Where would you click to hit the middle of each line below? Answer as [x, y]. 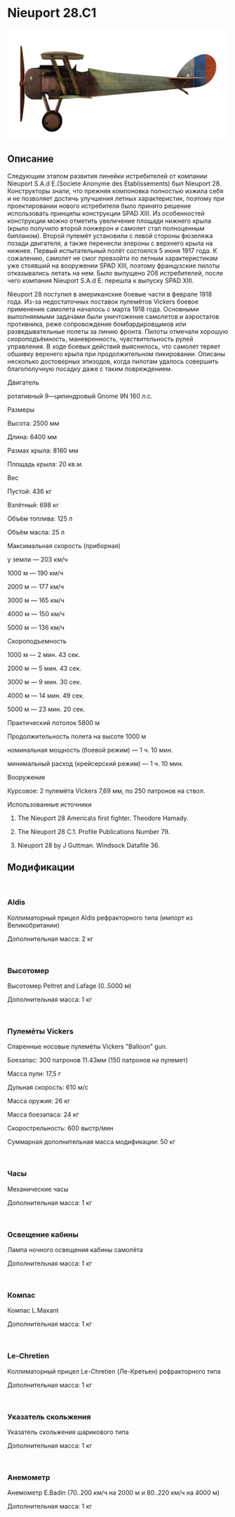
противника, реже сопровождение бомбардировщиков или [97, 324]
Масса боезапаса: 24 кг [43, 1114]
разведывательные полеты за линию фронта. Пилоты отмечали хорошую [118, 331]
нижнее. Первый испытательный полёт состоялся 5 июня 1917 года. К [112, 250]
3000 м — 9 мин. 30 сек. [45, 682]
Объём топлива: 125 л [40, 519]
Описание [31, 159]
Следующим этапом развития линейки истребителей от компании [107, 176]
